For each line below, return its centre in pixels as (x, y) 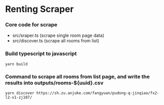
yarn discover (20, 93)
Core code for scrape (31, 25)
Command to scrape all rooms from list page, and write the (78, 77)
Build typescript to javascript (41, 54)
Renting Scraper (39, 9)
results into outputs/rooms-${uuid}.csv (54, 83)
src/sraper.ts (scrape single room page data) (58, 35)
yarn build (16, 64)
